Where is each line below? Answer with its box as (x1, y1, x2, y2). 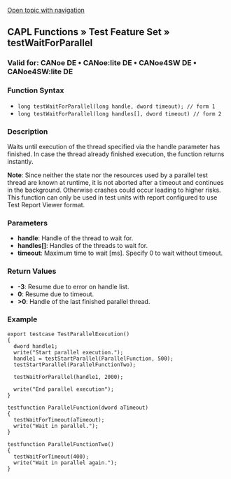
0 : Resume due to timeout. (17, 290, 94, 298)
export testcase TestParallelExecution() (7, 331, 130, 338)
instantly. (7, 157, 34, 165)
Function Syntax (7, 85, 64, 95)
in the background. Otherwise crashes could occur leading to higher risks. (7, 186, 222, 194)
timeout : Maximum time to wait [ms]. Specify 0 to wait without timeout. (17, 249, 223, 258)
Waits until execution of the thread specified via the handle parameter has (7, 142, 220, 151)
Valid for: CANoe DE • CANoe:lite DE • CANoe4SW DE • (7, 58, 197, 68)
